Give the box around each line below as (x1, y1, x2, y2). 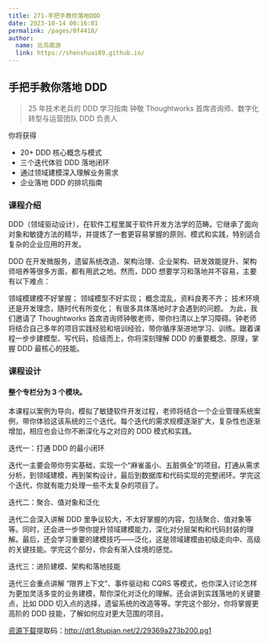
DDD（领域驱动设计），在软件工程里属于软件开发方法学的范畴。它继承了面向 (8, 220, 259, 229)
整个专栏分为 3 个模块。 (8, 386, 86, 397)
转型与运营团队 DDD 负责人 (27, 113, 118, 123)
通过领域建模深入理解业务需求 (19, 168, 118, 177)
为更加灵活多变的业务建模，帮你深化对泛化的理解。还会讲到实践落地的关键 (8, 588, 254, 598)
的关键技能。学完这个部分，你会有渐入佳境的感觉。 (8, 544, 177, 554)
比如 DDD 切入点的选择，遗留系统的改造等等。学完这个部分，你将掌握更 (22, 599, 259, 609)
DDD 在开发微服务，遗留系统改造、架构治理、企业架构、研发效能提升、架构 (8, 257, 258, 266)
